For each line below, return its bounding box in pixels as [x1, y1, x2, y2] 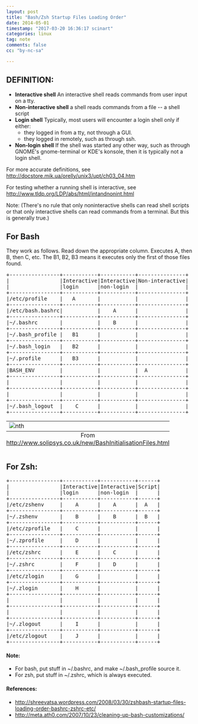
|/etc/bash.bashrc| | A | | [6, 307, 189, 314]
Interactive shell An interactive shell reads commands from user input [14, 91, 188, 98]
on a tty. [14, 97, 35, 104]
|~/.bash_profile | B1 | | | [6, 331, 189, 338]
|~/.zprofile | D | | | [6, 537, 161, 544]
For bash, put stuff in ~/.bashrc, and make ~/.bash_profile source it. [14, 665, 181, 672]
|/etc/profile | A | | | [6, 295, 189, 302]
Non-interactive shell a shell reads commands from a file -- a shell [14, 103, 180, 110]
